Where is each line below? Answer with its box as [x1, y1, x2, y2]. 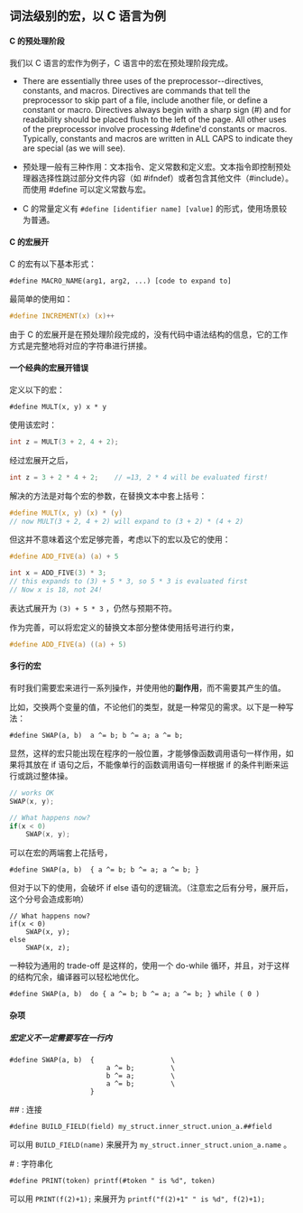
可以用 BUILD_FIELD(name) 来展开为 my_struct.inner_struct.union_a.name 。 [9, 1139, 292, 1150]
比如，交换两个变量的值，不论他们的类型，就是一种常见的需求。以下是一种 [9, 701, 286, 712]
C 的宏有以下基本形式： [9, 258, 97, 269]
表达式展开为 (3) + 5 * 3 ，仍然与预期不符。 [9, 602, 178, 613]
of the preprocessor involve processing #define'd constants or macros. [22, 123, 288, 134]
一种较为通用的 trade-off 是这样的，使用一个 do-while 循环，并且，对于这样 [9, 960, 290, 971]
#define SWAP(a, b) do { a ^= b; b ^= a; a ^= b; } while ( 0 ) [9, 990, 260, 999]
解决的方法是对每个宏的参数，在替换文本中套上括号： [9, 490, 207, 501]
